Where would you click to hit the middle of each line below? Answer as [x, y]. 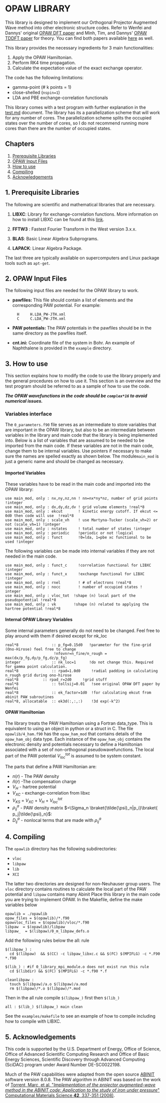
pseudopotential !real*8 [31, 600]
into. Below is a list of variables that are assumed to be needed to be [75, 440]
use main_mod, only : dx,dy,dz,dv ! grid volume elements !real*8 [75, 507]
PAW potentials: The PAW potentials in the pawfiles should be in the [82, 328]
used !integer [20, 542]
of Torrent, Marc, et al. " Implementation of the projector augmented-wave [80, 1085]
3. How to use [27, 364]
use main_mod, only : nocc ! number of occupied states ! [74, 587]
